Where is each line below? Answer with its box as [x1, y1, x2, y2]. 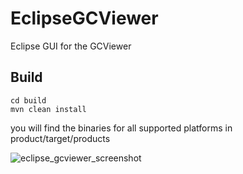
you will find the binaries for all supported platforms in [10, 122, 233, 134]
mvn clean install [10, 104, 87, 114]
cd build [10, 95, 47, 106]
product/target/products [10, 132, 111, 144]
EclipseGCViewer [10, 7, 159, 30]
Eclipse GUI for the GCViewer [10, 40, 132, 52]
